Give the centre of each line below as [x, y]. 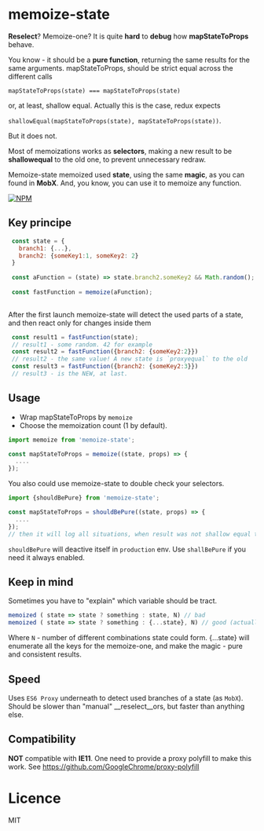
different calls [30, 76]
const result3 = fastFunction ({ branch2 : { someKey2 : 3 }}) [105, 367]
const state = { [38, 241]
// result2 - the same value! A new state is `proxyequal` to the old [129, 359]
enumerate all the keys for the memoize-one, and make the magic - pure [126, 646]
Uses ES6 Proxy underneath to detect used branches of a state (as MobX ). [126, 697]
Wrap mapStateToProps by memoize [76, 417]
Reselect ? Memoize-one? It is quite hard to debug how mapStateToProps [128, 36]
